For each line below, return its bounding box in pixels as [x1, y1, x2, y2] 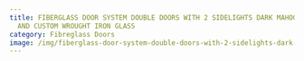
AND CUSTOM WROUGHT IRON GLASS [17, 22, 136, 30]
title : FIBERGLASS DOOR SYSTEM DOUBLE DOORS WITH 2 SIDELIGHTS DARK [9, 13, 273, 22]
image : [9, 38, 34, 48]
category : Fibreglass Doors [9, 30, 116, 39]
